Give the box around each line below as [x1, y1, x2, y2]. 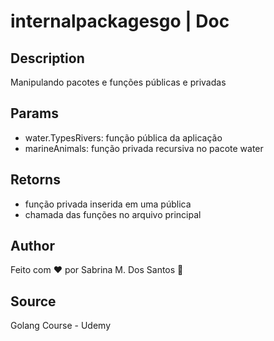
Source [10, 293, 57, 310]
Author [10, 238, 55, 255]
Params [10, 105, 59, 122]
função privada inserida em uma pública [24, 198, 192, 210]
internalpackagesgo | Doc [10, 10, 230, 33]
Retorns [10, 171, 61, 189]
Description [10, 50, 85, 67]
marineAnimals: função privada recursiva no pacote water [24, 142, 264, 154]
